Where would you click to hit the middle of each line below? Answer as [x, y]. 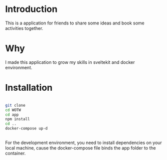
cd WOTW [13, 110]
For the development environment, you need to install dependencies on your [83, 143]
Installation [29, 88]
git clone [15, 105]
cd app [12, 115]
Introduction [31, 9]
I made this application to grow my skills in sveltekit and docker [70, 62]
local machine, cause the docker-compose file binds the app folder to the [81, 148]
